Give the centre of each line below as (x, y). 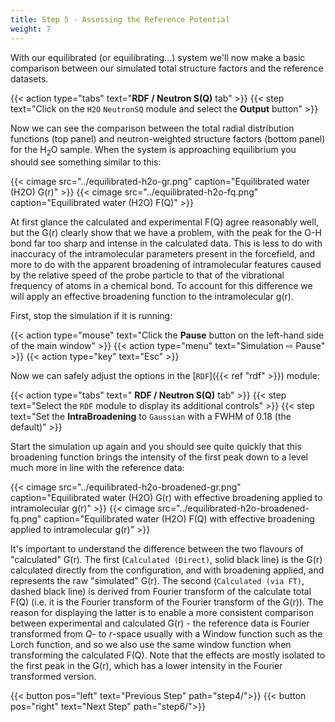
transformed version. (53, 677)
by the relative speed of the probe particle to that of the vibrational (147, 275)
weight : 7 (31, 29)
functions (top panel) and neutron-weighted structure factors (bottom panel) (168, 138)
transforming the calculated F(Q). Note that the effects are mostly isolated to (168, 655)
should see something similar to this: (86, 162)
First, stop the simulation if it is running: (91, 316)
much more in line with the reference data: (97, 468)
